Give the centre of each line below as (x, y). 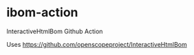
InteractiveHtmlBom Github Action (55, 31)
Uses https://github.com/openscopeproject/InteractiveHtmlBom (97, 44)
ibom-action (42, 13)
